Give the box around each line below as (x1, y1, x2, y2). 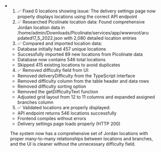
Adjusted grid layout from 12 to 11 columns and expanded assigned (17, 94, 155, 100)
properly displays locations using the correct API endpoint (17, 13, 137, 19)
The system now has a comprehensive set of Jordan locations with (9, 131, 148, 136)
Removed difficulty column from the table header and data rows (17, 78, 149, 84)
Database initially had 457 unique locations (17, 46, 106, 52)
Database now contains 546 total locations (17, 57, 106, 62)
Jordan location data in (17, 24, 65, 30)
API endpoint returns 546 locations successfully (17, 110, 116, 116)
